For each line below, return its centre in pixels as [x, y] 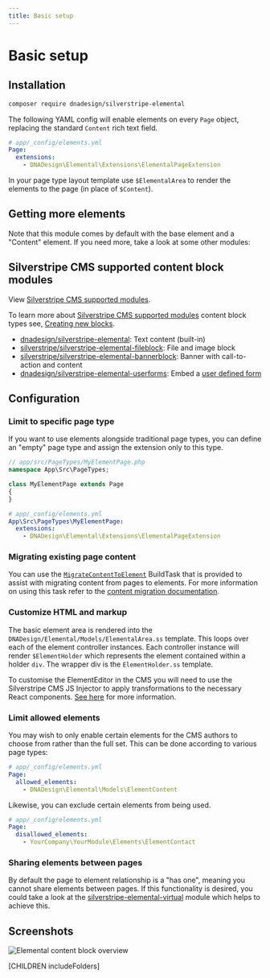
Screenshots [41, 931]
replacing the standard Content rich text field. [83, 128]
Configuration [44, 399]
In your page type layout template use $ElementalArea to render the [120, 180]
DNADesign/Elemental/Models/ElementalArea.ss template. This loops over [129, 638]
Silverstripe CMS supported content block [116, 268]
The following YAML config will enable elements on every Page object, [124, 119]
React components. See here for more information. [92, 696]
